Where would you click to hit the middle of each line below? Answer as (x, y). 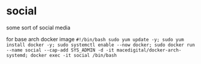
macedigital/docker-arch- (149, 50)
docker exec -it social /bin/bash (74, 55)
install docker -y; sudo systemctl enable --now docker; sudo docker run (101, 45)
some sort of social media (39, 28)
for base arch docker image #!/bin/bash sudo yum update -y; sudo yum (95, 39)
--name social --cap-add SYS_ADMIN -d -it (60, 50)
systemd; (17, 55)
